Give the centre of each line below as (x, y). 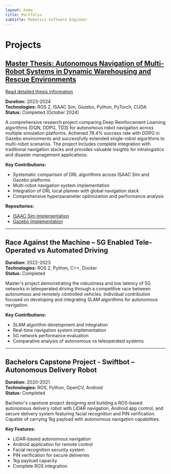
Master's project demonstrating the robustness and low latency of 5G (78, 283)
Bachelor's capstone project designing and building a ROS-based (74, 403)
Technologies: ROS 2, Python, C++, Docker (51, 268)
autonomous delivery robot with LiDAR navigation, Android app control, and (84, 408)
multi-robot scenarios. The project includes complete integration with (78, 144)
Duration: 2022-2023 (28, 263)
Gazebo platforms (32, 180)
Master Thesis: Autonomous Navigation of (74, 64)
